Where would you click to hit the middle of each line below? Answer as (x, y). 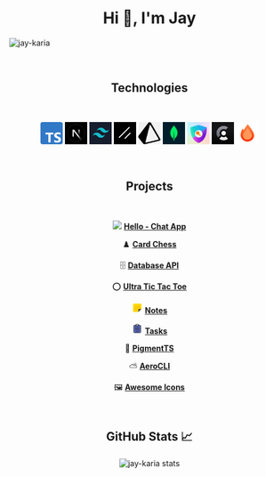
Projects (149, 186)
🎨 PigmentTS (149, 348)
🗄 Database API (149, 265)
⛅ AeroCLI (149, 366)
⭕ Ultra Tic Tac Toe (149, 286)
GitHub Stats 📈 (149, 437)
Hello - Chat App (155, 226)
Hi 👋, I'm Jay (149, 18)
